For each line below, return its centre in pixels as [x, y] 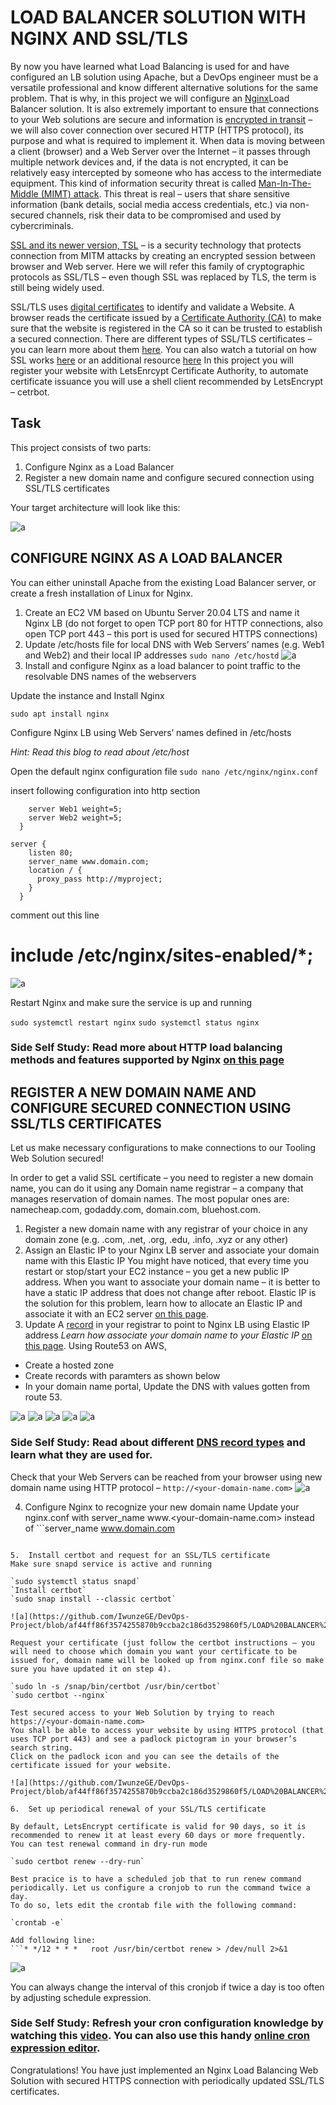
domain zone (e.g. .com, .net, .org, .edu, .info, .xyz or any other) [156, 1240]
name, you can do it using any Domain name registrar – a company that [157, 1188]
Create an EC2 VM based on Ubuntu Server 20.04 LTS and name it [162, 612]
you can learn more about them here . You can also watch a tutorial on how [164, 349]
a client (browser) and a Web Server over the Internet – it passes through [160, 151]
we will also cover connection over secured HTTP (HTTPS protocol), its [157, 130]
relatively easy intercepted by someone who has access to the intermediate [166, 172]
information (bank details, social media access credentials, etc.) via [149, 204]
